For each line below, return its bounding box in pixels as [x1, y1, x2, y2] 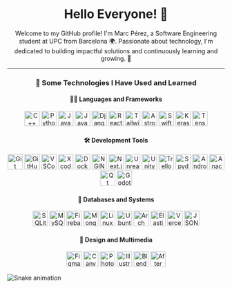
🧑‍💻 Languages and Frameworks [69, 95, 163, 103]
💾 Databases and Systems [77, 195, 155, 204]
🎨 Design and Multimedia [79, 235, 153, 244]
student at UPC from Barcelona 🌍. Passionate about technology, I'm [19, 37, 213, 45]
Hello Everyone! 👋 [64, 6, 168, 22]
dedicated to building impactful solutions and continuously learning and [14, 46, 218, 55]
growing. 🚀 [100, 54, 132, 62]
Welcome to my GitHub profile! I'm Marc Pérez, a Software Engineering [14, 29, 217, 37]
